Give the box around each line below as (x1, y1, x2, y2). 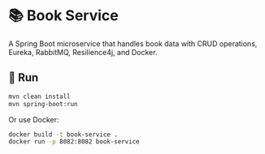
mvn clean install (8, 92, 71, 101)
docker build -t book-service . (8, 130, 118, 139)
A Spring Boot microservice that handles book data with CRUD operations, (8, 38, 258, 49)
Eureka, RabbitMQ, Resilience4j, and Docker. (8, 47, 158, 57)
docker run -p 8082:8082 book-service (8, 138, 140, 146)
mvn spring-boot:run (8, 100, 79, 108)
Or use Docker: (8, 114, 59, 124)
